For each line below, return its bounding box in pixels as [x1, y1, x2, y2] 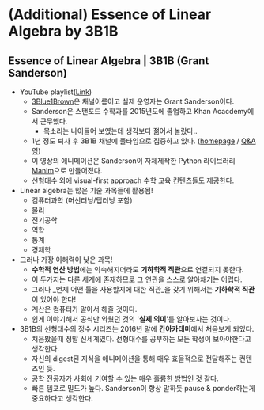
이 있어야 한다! [31, 294, 77, 304]
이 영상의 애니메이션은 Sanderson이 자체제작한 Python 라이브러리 [31, 156, 236, 165]
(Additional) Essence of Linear [8, 6, 212, 24]
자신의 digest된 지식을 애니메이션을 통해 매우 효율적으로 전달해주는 [31, 354, 238, 363]
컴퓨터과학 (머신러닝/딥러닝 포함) [31, 196, 133, 205]
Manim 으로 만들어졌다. [31, 166, 103, 175]
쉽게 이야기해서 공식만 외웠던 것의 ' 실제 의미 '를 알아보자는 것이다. [31, 314, 232, 324]
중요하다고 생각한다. [31, 393, 93, 403]
